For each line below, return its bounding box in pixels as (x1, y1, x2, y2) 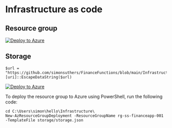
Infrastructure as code (5, 4, 103, 15)
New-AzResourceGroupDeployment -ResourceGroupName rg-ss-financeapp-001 (5, 113, 164, 118)
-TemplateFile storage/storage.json (5, 117, 83, 123)
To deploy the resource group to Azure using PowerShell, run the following (5, 93, 163, 99)
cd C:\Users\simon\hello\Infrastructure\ (5, 109, 95, 114)
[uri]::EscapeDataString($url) (5, 74, 72, 80)
